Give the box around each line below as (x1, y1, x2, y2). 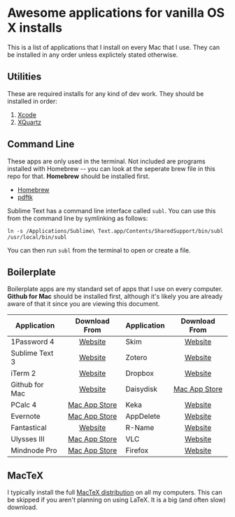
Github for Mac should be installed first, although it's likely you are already (7, 293, 223, 301)
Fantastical (10, 423, 47, 433)
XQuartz (17, 118, 42, 126)
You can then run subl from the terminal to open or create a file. (7, 246, 191, 254)
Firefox (125, 445, 149, 455)
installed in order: (7, 97, 58, 105)
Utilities (7, 71, 42, 83)
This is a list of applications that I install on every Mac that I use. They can (7, 43, 220, 51)
